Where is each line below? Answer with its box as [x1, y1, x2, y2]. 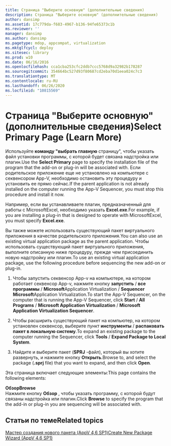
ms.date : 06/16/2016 [5, 60, 49, 65]
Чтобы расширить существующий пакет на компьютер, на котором [12, 318, 160, 324]
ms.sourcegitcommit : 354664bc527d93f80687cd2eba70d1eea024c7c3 [5, 69, 142, 74]
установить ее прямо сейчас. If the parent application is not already [5, 181, 149, 187]
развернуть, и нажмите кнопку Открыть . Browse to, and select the [12, 354, 156, 360]
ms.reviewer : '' [5, 26, 40, 32]
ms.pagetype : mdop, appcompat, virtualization [5, 41, 106, 46]
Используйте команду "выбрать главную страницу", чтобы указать [5, 148, 154, 154]
